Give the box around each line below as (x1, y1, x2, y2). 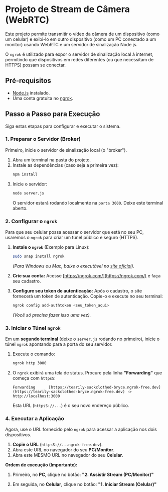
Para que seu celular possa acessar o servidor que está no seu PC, (5, 229, 144, 235)
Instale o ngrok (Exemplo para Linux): (12, 244, 90, 250)
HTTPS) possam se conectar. (5, 62, 66, 68)
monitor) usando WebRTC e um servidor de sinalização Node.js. (5, 41, 138, 47)
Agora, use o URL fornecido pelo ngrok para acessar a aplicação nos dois (5, 426, 157, 433)
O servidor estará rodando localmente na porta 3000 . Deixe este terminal (12, 200, 163, 206)
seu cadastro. (12, 278, 41, 284)
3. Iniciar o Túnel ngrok (5, 324, 61, 331)
